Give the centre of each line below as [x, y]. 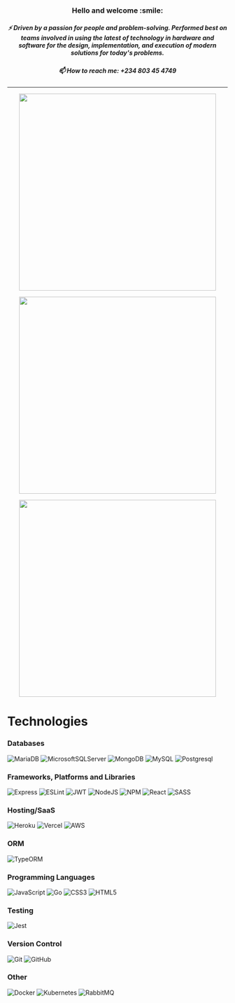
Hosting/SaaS [31, 810]
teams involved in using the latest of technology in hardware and [117, 38]
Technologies [48, 722]
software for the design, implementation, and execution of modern [117, 45]
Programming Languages [51, 877]
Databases [26, 743]
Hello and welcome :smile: [117, 11]
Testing [20, 911]
